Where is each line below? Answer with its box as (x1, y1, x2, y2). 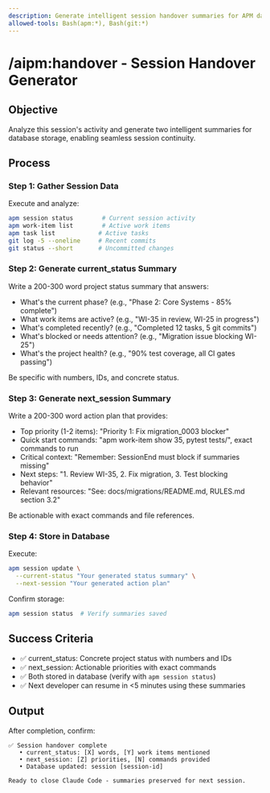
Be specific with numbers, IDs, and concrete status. (8, 372, 179, 382)
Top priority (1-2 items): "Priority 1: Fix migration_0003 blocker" (19, 427, 230, 436)
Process (8, 156, 51, 170)
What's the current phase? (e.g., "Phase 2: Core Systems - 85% (19, 297, 232, 307)
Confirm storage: (8, 594, 65, 604)
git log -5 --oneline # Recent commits (8, 237, 157, 245)
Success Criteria (8, 632, 94, 646)
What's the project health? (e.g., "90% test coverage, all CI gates (19, 348, 235, 358)
